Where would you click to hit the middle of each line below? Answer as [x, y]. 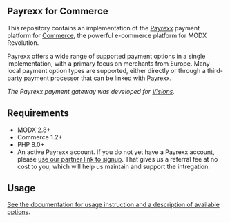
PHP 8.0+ [31, 144]
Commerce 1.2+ [40, 137]
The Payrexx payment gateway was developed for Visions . [91, 91]
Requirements [38, 113]
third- [215, 70]
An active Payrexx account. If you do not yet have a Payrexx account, [116, 152]
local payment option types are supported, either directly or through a [106, 70]
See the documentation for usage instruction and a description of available [113, 205]
